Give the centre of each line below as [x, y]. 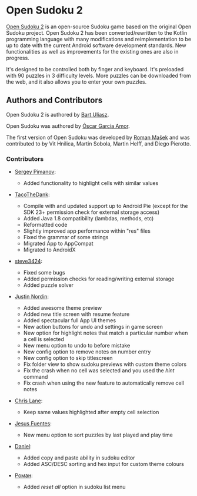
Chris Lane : [29, 401]
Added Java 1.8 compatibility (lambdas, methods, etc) [89, 219]
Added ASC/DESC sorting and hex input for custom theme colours [103, 464]
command [36, 377]
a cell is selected [44, 339]
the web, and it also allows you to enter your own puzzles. [76, 82]
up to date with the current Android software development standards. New [96, 45]
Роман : [24, 475]
